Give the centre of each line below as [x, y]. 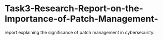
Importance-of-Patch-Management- [81, 19]
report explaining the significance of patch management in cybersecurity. [80, 32]
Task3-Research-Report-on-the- [74, 9]
